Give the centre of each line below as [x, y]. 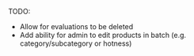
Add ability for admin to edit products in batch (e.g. [103, 35]
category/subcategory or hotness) [76, 43]
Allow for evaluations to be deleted [76, 26]
